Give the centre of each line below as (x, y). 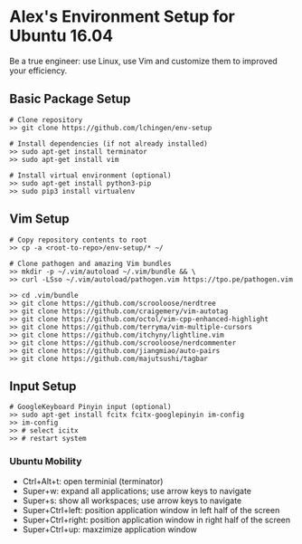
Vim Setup (39, 219)
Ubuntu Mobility (46, 462)
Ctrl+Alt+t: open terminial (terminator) (93, 481)
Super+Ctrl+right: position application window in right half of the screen (156, 520)
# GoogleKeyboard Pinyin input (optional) (90, 407)
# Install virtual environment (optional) (90, 175)
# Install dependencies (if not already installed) (109, 143)
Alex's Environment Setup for (122, 17)
